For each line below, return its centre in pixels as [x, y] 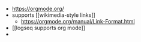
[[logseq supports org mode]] [49, 28]
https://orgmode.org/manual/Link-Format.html [78, 21]
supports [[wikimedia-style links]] [54, 15]
